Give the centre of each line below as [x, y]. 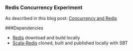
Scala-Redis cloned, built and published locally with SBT [70, 43]
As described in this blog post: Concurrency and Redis [61, 18]
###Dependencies [24, 28]
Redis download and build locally [46, 38]
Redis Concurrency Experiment [44, 7]
